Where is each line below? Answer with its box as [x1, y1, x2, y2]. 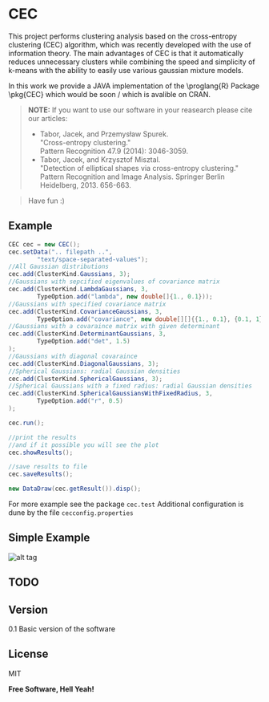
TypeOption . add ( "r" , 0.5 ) [37, 397, 124, 405]
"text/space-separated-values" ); [37, 255, 149, 263]
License [8, 647, 49, 661]
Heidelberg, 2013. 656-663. [39, 180, 132, 189]
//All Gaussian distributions [8, 262, 110, 271]
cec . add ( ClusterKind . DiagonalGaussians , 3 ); [8, 359, 159, 367]
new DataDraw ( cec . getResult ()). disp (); [8, 485, 142, 493]
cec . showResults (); [8, 448, 74, 457]
